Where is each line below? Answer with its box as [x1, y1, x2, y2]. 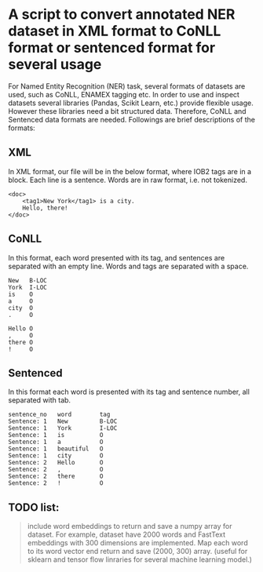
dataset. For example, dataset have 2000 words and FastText [27, 530, 226, 539]
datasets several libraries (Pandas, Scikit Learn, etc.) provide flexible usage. [8, 98, 254, 107]
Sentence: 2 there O [8, 472, 104, 480]
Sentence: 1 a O [8, 438, 104, 446]
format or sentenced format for [8, 39, 216, 56]
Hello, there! [22, 204, 68, 212]
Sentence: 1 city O [8, 452, 104, 460]
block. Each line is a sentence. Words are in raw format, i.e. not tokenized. [8, 175, 247, 184]
